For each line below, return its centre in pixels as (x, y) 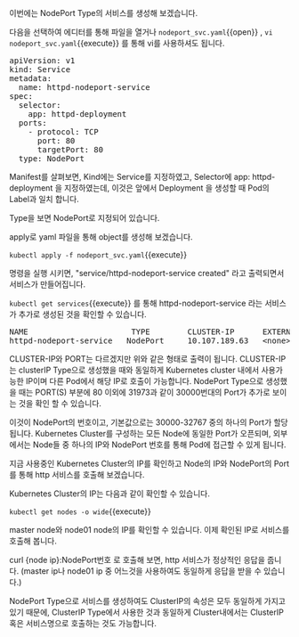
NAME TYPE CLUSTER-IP (122, 332)
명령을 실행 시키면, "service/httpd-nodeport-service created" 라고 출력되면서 (147, 273)
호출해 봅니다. (33, 541)
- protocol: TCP (64, 132)
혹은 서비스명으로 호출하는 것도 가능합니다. (83, 623)
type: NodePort (51, 159)
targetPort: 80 (70, 150)
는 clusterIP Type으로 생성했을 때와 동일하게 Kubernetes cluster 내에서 (134, 370)
